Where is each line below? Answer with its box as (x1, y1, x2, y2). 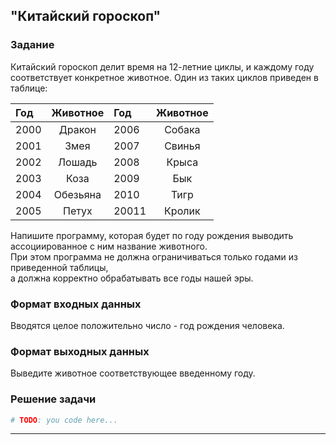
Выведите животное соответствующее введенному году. (10, 367, 256, 379)
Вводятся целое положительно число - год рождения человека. (10, 319, 285, 331)
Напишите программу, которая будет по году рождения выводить (10, 229, 294, 241)
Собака (164, 122, 201, 136)
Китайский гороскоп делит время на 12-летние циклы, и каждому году (10, 60, 315, 73)
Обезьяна (53, 187, 102, 201)
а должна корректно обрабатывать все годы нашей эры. (10, 272, 254, 284)
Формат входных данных (10, 297, 142, 311)
